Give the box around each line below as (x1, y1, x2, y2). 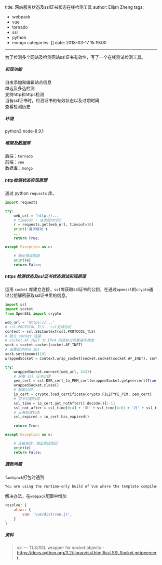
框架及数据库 (5, 140, 30, 145)
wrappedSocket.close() (13, 383, 59, 388)
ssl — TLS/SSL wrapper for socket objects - (16, 545, 105, 550)
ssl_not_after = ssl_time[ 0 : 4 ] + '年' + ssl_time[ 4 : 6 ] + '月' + (13, 405, 144, 410)
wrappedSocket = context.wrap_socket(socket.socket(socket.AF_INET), (5, 356, 148, 361)
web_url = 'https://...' (5, 320, 55, 325)
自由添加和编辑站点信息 (5, 79, 52, 85)
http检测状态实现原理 (5, 177, 47, 183)
